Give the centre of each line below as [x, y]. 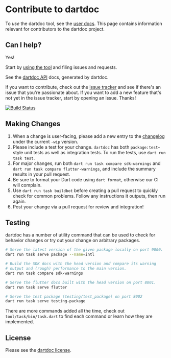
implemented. [20, 322]
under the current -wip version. [45, 141]
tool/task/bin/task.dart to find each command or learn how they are [79, 316]
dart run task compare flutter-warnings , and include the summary [84, 169]
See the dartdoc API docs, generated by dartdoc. [57, 77]
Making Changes [33, 124]
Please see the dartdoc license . [38, 350]
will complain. [27, 185]
